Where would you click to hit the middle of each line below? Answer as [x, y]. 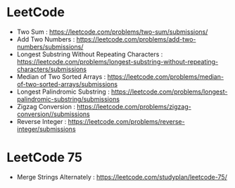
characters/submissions [52, 69]
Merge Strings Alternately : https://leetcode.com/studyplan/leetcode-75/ [122, 177]
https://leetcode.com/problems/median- [166, 76]
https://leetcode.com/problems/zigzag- [134, 106]
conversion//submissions [53, 114]
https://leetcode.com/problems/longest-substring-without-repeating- [118, 61]
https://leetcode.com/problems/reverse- [126, 121]
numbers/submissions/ [50, 46]
